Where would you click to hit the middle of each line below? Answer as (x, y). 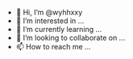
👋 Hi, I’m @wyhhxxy (49, 12)
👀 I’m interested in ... (50, 21)
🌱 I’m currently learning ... (59, 29)
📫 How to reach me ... (53, 47)
